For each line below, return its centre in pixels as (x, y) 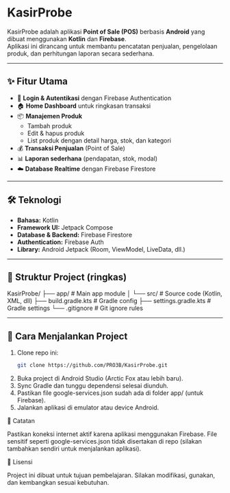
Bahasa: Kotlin (38, 220)
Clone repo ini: (38, 353)
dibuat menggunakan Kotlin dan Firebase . (67, 38)
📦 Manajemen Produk (50, 116)
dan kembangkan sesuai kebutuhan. (58, 483)
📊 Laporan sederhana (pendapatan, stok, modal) (87, 158)
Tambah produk (50, 125)
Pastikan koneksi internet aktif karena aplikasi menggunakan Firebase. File (112, 434)
